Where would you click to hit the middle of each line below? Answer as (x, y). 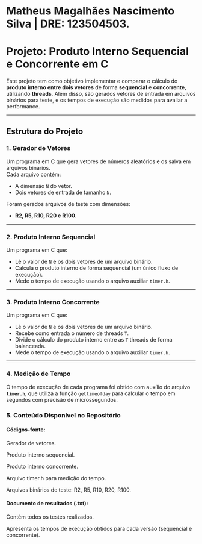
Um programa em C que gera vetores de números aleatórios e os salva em (99, 161)
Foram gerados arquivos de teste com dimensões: (68, 204)
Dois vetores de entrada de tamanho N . (63, 192)
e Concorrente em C (57, 64)
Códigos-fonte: (26, 430)
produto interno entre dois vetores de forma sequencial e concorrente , (96, 87)
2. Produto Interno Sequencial (51, 237)
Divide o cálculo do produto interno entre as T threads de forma (93, 340)
